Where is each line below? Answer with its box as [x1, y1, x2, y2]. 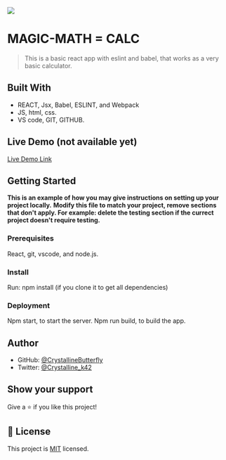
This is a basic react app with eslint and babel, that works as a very [24, 53, 219, 63]
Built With [7, 82, 51, 94]
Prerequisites [7, 234, 54, 243]
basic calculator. [24, 61, 72, 70]
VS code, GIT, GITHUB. [17, 115, 85, 124]
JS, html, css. [17, 108, 58, 116]
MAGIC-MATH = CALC [7, 31, 140, 47]
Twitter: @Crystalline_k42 [17, 363, 93, 372]
